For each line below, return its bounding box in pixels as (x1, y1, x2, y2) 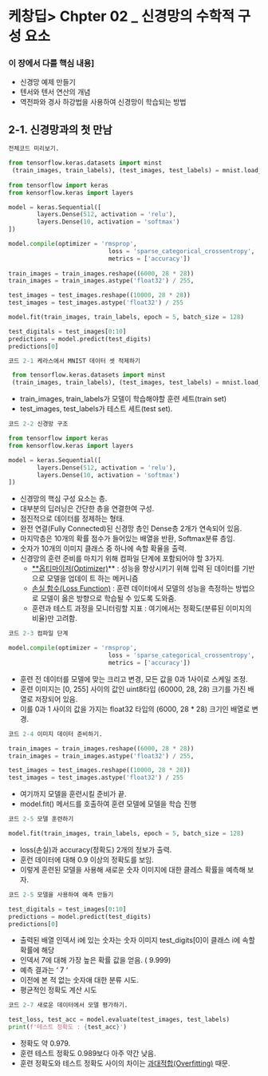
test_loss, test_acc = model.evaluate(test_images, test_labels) (8, 1015, 230, 1024)
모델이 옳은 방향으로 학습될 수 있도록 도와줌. (40, 594, 177, 603)
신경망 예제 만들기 (19, 77, 76, 87)
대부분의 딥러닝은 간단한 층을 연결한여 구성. (19, 504, 155, 513)
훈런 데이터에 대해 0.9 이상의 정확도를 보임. (19, 855, 154, 864)
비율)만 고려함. (31, 614, 77, 623)
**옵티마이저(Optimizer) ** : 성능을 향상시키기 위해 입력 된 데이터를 (31, 564, 241, 573)
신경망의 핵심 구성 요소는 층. (19, 494, 108, 504)
